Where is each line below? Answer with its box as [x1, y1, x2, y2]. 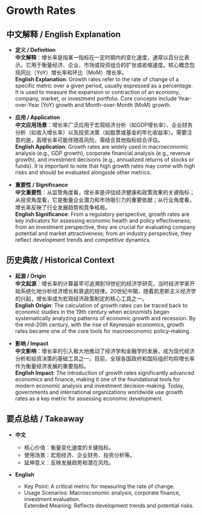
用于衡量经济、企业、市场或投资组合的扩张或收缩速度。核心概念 [31, 62, 190, 68]
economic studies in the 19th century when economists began [14, 308, 170, 315]
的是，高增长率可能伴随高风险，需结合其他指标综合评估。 [20, 136, 163, 144]
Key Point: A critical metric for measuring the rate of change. [24, 482, 175, 490]
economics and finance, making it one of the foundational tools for [14, 375, 181, 383]
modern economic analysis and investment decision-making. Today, [14, 382, 185, 389]
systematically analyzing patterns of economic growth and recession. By [14, 314, 196, 321]
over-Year [14, 101, 40, 109]
